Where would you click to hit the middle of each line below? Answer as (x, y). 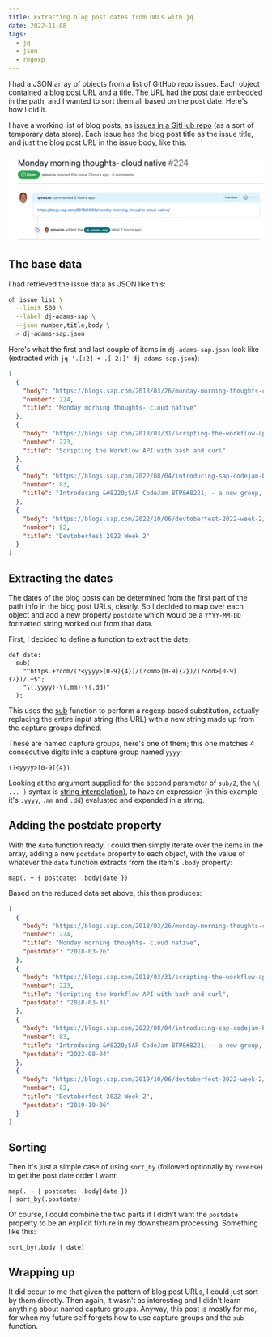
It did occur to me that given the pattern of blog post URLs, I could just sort (134, 1292)
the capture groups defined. (55, 728)
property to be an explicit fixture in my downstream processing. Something (133, 1223)
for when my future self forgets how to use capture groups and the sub (126, 1318)
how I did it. (28, 110)
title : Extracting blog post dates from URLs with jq (101, 17)
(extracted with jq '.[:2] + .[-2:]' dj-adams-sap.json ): (104, 358)
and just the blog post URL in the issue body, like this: (98, 142)
